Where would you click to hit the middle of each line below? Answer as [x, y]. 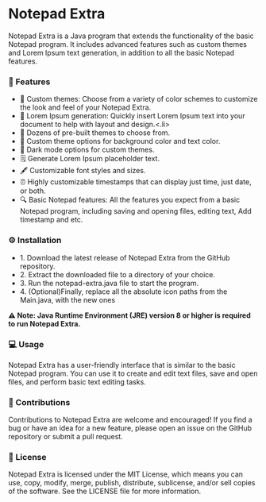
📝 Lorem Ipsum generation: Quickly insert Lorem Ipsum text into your [132, 116]
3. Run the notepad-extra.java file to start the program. [109, 283]
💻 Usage [26, 345]
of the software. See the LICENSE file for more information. [104, 491]
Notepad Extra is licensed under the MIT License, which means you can [126, 474]
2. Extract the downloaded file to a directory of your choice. [118, 274]
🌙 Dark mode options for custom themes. [87, 150]
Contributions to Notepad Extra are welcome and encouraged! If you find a [130, 420]
